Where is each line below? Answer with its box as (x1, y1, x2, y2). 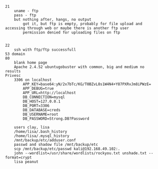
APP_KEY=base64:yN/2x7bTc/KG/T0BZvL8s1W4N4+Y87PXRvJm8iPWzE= (23, 82, 152, 87)
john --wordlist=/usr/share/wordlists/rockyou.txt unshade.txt (14, 151, 147, 156)
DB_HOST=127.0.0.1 (23, 99, 61, 104)
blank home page (14, 60, 48, 65)
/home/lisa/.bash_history (14, 129, 68, 134)
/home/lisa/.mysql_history (14, 134, 70, 138)
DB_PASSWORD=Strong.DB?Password (23, 116, 90, 121)
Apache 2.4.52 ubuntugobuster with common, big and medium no (14, 65, 145, 69)
